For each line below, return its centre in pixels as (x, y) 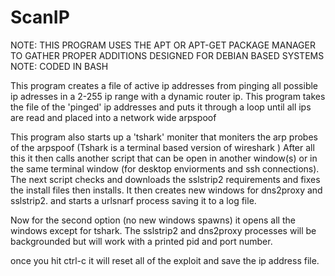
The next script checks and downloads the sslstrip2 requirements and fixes (165, 179)
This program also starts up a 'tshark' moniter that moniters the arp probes (164, 137)
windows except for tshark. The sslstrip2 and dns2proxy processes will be (163, 230)
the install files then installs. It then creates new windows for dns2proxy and (166, 190)
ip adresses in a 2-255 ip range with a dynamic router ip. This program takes (168, 96)
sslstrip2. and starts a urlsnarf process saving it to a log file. (133, 200)
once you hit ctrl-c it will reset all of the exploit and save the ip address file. (165, 260)
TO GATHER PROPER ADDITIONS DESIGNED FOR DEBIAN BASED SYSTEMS (167, 55)
